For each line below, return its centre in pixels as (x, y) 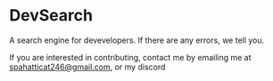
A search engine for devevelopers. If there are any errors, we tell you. (137, 40)
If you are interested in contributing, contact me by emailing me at (130, 57)
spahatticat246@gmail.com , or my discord (87, 67)
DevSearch (51, 16)
